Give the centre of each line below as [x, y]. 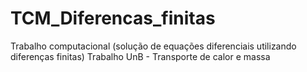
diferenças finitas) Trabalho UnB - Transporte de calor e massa [140, 56]
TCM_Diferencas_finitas [113, 18]
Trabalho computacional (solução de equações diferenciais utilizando [153, 46]
